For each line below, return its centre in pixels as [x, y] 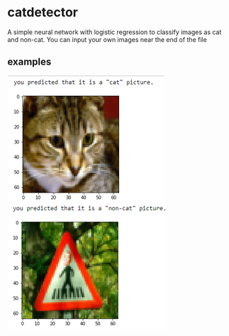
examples [29, 62]
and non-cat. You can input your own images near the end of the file [107, 39]
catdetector [43, 12]
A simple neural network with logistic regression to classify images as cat [114, 32]
